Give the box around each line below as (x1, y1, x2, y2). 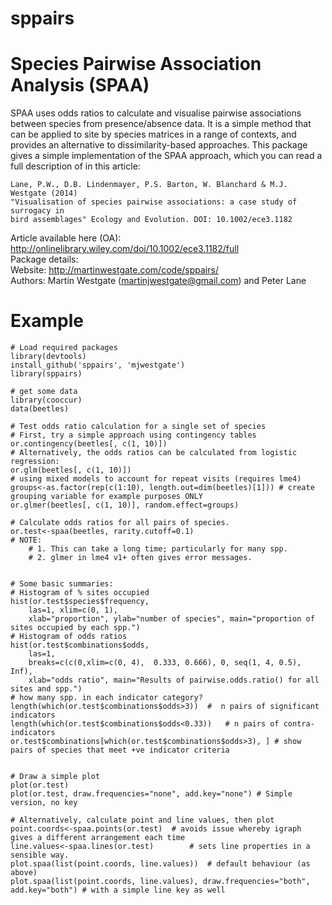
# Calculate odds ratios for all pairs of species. (10, 518, 230, 528)
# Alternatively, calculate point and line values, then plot (10, 815, 275, 826)
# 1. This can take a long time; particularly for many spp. (28, 544, 288, 554)
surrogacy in (10, 206, 65, 216)
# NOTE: (10, 535, 43, 546)
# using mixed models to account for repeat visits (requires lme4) (10, 474, 302, 484)
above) (10, 868, 38, 878)
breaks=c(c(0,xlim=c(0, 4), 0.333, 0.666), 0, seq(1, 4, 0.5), (28, 658, 302, 668)
